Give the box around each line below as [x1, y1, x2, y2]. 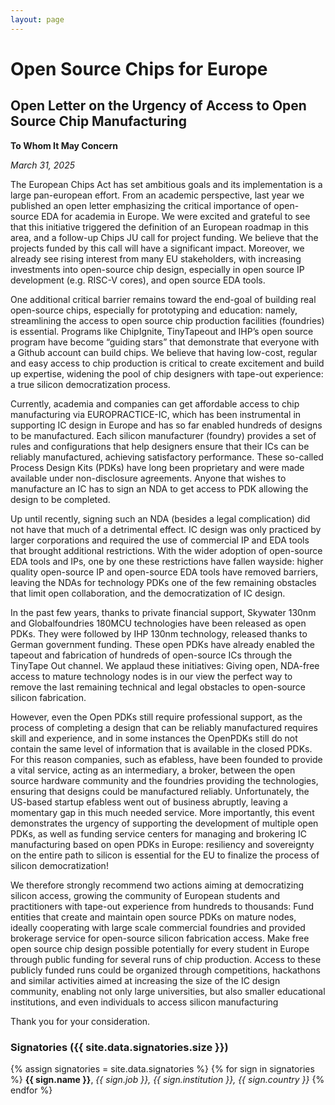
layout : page [10, 14, 65, 25]
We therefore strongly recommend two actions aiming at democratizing [10, 879, 304, 891]
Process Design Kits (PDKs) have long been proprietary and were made [10, 461, 305, 473]
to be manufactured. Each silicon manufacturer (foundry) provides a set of [10, 429, 317, 441]
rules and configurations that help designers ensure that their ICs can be [10, 440, 310, 452]
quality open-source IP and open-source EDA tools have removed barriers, [10, 566, 319, 578]
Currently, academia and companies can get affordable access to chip [10, 397, 300, 410]
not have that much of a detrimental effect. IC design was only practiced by [10, 523, 322, 535]
